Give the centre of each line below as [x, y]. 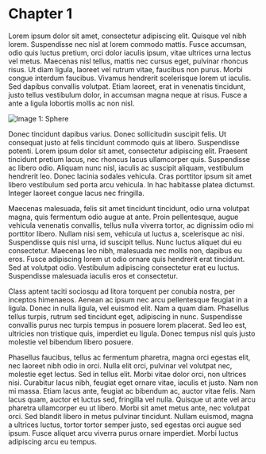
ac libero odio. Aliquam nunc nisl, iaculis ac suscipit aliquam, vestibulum [126, 167]
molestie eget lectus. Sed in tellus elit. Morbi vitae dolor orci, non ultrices [127, 374]
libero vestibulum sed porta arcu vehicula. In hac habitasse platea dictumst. [132, 184]
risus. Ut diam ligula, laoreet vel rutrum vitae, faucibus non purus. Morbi [125, 69]
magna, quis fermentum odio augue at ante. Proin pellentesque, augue [123, 217]
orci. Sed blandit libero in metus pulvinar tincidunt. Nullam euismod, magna [131, 416]
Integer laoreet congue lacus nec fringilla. [76, 193]
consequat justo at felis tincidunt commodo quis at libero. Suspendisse [124, 142]
